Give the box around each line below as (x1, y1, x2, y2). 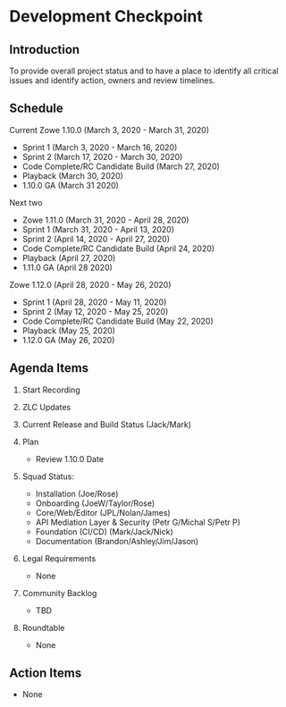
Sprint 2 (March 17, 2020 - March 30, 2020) (21, 151, 183, 162)
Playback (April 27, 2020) (21, 252, 116, 263)
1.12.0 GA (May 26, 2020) (21, 334, 115, 345)
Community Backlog (21, 587, 97, 598)
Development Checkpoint (9, 6, 203, 27)
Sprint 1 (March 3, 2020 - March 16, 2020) (21, 141, 178, 153)
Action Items (9, 666, 82, 681)
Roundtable (21, 622, 65, 633)
